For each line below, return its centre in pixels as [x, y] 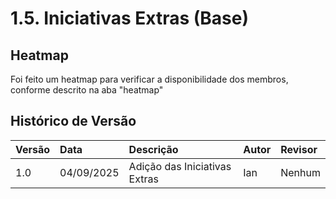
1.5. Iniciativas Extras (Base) [130, 18]
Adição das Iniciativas [180, 166]
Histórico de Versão [73, 121]
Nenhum [300, 172]
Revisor [299, 149]
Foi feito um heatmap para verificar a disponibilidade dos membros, [149, 79]
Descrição [153, 149]
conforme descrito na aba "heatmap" [87, 90]
